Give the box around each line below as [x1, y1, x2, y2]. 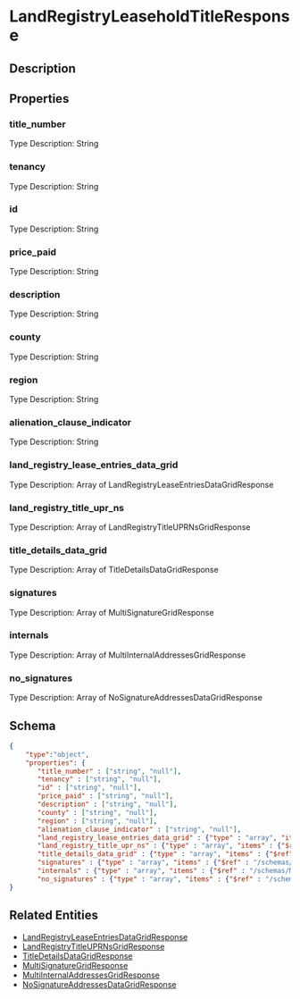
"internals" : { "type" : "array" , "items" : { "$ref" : [37, 867, 246, 876]
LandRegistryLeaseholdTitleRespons [9, 6, 290, 27]
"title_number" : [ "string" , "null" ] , [37, 767, 181, 776]
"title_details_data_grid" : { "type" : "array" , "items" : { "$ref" [37, 850, 294, 859]
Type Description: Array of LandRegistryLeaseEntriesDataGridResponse [9, 479, 274, 490]
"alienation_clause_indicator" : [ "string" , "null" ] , [37, 825, 242, 834]
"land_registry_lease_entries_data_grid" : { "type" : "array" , [37, 833, 278, 842]
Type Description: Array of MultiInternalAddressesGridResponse [9, 650, 246, 660]
